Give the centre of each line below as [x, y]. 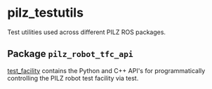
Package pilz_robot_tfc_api [70, 54]
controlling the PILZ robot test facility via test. [73, 78]
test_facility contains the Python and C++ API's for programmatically [106, 70]
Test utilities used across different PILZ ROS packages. [87, 32]
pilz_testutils [46, 13]
